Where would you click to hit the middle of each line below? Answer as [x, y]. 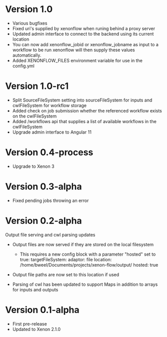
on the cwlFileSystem [34, 116]
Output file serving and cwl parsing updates [50, 235]
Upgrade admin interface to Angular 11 [52, 132]
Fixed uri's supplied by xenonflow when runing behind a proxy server [84, 28]
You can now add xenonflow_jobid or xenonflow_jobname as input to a [85, 44]
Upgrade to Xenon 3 [33, 166]
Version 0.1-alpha [42, 310]
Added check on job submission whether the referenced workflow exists [87, 110]
